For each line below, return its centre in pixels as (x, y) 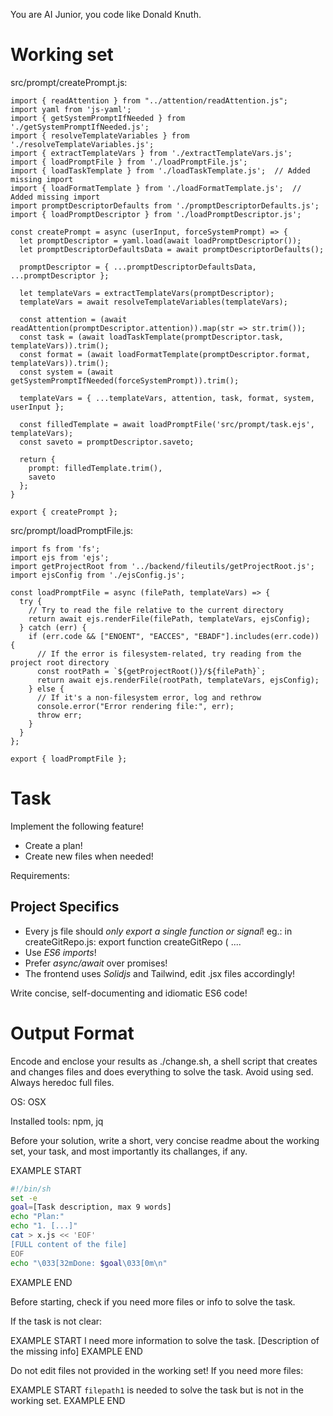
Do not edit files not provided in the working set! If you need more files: (157, 1370)
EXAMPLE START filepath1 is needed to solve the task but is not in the (157, 1390)
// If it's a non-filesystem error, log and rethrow (149, 697)
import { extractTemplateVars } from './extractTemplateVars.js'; (151, 153)
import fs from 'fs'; (55, 549)
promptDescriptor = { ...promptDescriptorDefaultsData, (138, 267)
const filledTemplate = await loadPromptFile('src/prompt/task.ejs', (167, 424)
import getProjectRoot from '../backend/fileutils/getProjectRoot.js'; (162, 566)
